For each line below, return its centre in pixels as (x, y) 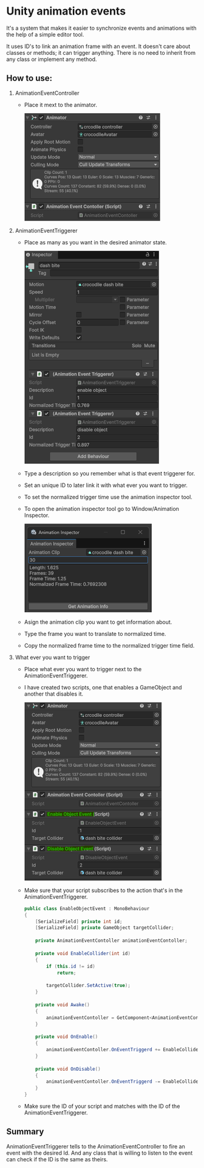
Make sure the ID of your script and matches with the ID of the (102, 1106)
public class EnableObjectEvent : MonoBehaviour (87, 908)
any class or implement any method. (52, 59)
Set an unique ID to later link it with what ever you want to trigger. (106, 485)
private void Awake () (63, 1004)
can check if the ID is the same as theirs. (57, 1159)
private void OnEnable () (67, 1037)
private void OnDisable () (68, 1069)
